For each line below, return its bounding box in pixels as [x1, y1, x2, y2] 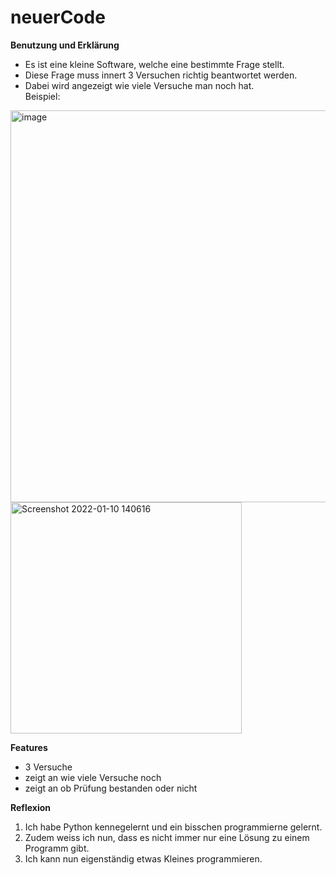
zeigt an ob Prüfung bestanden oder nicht [24, 782, 198, 794]
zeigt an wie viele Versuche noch [24, 771, 162, 783]
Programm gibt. [24, 842, 90, 854]
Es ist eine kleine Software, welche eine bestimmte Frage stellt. [24, 58, 285, 70]
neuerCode [10, 6, 106, 29]
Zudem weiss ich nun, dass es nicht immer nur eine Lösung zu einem [24, 831, 310, 843]
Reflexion [10, 801, 52, 813]
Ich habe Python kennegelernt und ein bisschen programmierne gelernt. [24, 821, 323, 833]
